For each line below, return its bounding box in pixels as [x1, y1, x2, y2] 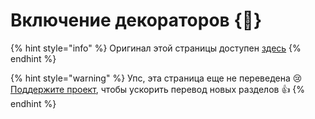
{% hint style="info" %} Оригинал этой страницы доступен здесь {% [10, 42, 302, 54]
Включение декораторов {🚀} [10, 9, 263, 32]
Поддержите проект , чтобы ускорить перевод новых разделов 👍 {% [10, 83, 306, 95]
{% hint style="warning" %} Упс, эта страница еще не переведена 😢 [10, 72, 303, 84]
